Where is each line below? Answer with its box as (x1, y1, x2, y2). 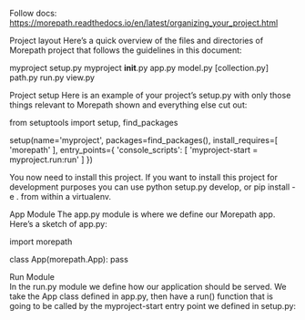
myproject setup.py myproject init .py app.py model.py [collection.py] (9, 63, 269, 73)
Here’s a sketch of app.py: (9, 219, 107, 229)
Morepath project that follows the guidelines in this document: (9, 45, 243, 56)
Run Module (9, 272, 55, 282)
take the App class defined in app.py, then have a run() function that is (9, 291, 274, 302)
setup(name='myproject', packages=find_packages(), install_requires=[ (9, 135, 279, 145)
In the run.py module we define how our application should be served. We (9, 282, 287, 292)
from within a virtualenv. (21, 191, 112, 201)
